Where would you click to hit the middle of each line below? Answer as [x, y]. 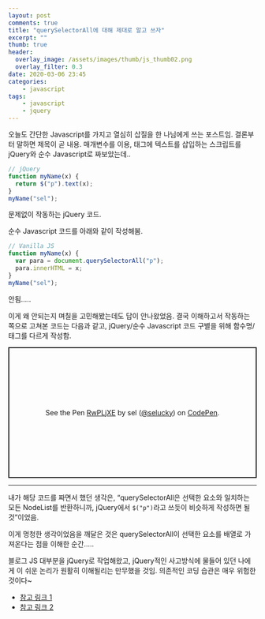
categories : [28, 81]
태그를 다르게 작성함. [40, 336]
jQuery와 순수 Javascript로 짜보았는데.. [70, 154]
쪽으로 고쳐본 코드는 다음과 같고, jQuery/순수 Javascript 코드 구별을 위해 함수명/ [132, 325]
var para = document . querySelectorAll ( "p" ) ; [90, 261]
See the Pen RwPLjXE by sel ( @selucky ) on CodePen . [132, 412]
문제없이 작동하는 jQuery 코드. [55, 215]
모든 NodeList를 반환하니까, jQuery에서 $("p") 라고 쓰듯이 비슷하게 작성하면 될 [129, 507]
